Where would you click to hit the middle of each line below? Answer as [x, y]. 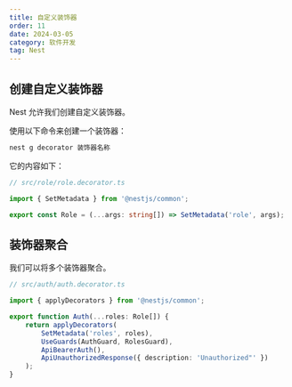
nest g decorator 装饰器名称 [60, 148]
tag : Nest [28, 51]
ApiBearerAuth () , [73, 350]
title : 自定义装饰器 [43, 17]
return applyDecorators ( [71, 325]
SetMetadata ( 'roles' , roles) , [97, 333]
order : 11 [28, 26]
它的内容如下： [36, 165]
